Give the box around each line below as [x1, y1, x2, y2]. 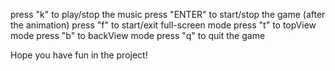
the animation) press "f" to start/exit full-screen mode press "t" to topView [10, 19, 317, 31]
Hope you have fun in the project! [10, 49, 148, 61]
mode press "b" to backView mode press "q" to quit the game [10, 30, 266, 41]
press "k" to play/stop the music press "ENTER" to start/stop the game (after [10, 9, 326, 20]
